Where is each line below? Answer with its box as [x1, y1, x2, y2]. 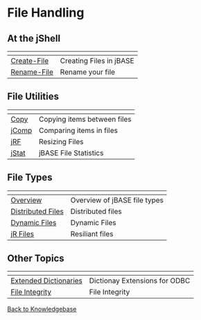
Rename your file [60, 67, 116, 77]
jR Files [10, 229, 35, 238]
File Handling [7, 5, 85, 21]
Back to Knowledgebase [7, 305, 77, 313]
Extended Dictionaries [10, 276, 83, 285]
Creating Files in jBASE [60, 56, 134, 65]
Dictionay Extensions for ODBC [89, 276, 191, 285]
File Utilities [7, 91, 59, 103]
